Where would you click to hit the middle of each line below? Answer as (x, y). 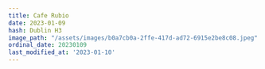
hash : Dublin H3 (35, 30)
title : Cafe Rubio (39, 15)
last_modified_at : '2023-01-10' (62, 52)
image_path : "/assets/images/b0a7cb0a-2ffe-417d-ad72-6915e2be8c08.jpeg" (133, 38)
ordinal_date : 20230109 (48, 45)
